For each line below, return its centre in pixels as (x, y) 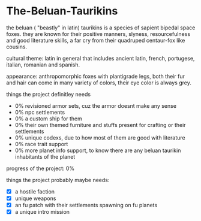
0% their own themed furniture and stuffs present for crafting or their (100, 125)
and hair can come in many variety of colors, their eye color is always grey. (99, 83)
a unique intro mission (42, 212)
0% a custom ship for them (49, 119)
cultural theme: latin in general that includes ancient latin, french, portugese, (100, 58)
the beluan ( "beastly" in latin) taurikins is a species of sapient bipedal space (101, 28)
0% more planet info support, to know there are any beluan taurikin (98, 150)
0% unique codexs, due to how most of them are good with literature (100, 137)
